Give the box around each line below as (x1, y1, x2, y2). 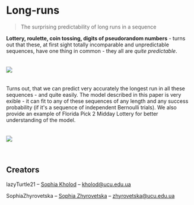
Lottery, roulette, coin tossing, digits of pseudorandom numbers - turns (6, 34, 186, 42)
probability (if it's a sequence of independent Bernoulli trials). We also (6, 103, 177, 111)
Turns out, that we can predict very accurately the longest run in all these (6, 84, 185, 92)
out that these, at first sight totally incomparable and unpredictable (6, 41, 169, 48)
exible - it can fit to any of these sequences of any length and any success (6, 97, 189, 105)
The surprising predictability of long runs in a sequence (20, 23, 157, 30)
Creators (6, 165, 40, 175)
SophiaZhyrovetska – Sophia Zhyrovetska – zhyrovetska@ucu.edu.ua (6, 192, 175, 199)
